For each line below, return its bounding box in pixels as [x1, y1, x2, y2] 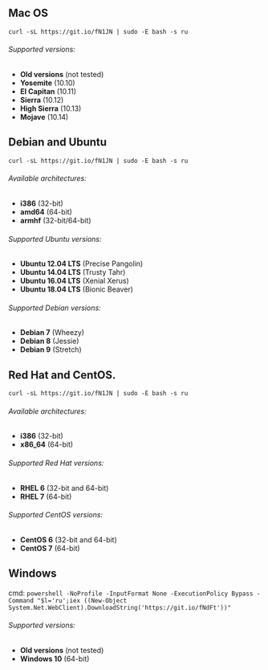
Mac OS [8, 6, 49, 20]
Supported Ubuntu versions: [8, 234, 102, 243]
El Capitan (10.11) [19, 87, 77, 96]
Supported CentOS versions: [8, 510, 103, 520]
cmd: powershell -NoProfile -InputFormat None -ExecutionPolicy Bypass [8, 588, 254, 598]
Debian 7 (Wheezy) [19, 328, 85, 337]
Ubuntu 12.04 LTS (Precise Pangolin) [19, 259, 144, 268]
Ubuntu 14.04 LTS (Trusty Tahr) [19, 268, 126, 277]
